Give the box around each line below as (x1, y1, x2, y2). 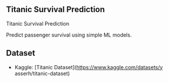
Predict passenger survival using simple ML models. (6, 31, 132, 38)
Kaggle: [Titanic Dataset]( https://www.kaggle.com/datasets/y (14, 63, 163, 70)
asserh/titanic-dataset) (14, 70, 70, 77)
